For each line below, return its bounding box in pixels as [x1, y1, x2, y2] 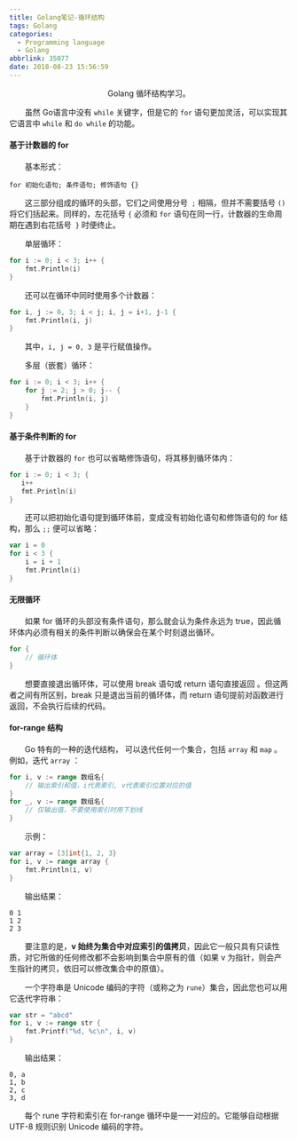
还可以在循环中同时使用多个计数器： [24, 289, 157, 300]
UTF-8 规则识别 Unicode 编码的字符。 [9, 1121, 148, 1132]
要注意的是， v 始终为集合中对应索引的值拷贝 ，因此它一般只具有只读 [24, 940, 272, 951]
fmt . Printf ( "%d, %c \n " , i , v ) [25, 1027, 137, 1036]
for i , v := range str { [9, 1018, 101, 1028]
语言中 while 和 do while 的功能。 [16, 117, 140, 129]
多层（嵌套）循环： [24, 360, 95, 371]
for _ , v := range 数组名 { [9, 797, 105, 806]
